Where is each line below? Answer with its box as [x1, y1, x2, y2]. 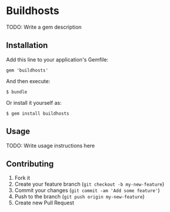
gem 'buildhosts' [6, 67, 49, 73]
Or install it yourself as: [6, 99, 62, 106]
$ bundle [6, 89, 28, 95]
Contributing [6, 159, 54, 169]
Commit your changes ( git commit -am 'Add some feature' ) [14, 187, 160, 194]
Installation [6, 40, 48, 50]
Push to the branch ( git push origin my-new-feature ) [14, 193, 145, 200]
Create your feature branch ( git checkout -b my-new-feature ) [14, 180, 165, 188]
